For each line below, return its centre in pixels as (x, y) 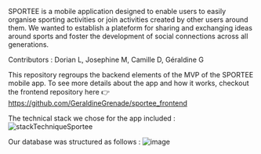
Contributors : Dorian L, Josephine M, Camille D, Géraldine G (106, 59)
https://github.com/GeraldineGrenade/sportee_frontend (98, 103)
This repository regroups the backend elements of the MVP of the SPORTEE (131, 75)
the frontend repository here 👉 (59, 92)
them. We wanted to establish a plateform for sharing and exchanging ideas (130, 28)
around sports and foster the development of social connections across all (128, 36)
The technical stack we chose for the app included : (92, 118)
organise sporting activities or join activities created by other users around (128, 20)
